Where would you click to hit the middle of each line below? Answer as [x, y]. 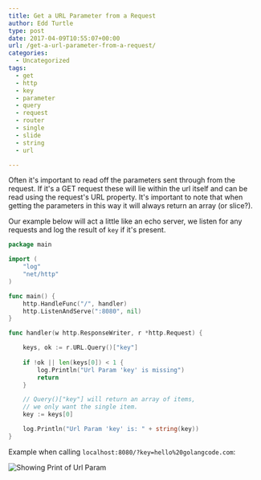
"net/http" [41, 274]
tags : [17, 68]
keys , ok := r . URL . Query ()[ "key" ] [80, 348]
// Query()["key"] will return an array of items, [109, 400]
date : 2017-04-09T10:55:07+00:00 [64, 38]
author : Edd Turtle [41, 23]
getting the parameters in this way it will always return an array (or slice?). [130, 206]
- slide [29, 135]
